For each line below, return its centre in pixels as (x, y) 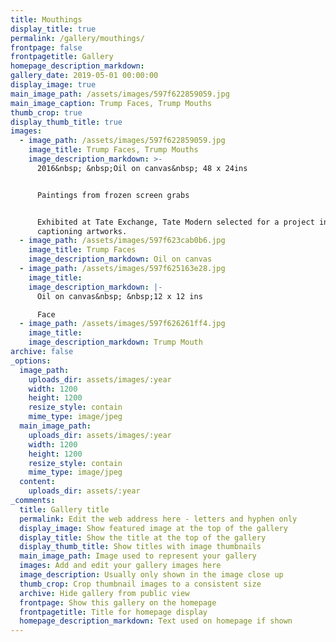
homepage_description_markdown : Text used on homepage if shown (156, 621)
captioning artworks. (82, 231)
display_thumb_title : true (66, 122)
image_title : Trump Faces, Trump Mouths (113, 150)
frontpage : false (46, 47)
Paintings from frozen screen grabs (113, 195)
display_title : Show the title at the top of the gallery (143, 537)
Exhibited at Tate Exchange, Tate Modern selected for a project (175, 222)
